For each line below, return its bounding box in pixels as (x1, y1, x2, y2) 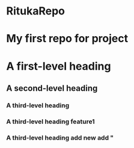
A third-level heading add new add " (6, 134, 114, 142)
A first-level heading (6, 59, 111, 73)
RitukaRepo (6, 4, 65, 18)
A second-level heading (6, 83, 98, 93)
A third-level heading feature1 (6, 117, 95, 126)
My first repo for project (6, 32, 128, 46)
